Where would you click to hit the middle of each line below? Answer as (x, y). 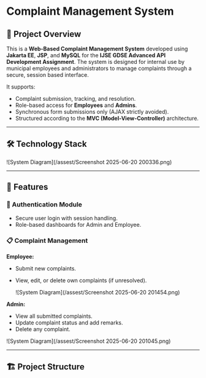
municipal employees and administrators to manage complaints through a (99, 68)
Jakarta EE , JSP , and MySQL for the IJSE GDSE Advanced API (86, 55)
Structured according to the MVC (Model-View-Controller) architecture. (107, 118)
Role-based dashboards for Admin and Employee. (78, 224)
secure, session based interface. (48, 75)
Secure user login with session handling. (66, 218)
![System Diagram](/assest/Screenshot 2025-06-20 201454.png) (97, 292)
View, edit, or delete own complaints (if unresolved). (81, 280)
